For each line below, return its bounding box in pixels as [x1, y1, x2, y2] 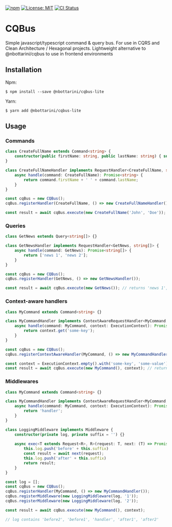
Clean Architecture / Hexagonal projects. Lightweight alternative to [5, 45, 146, 51]
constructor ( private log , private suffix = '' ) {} [14, 432, 125, 437]
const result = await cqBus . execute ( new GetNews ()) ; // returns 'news [5, 285, 159, 291]
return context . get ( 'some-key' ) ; [24, 328, 95, 334]
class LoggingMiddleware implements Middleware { [5, 427, 114, 432]
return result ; [24, 460, 56, 465]
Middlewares [5, 378, 38, 385]
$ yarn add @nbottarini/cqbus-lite [5, 108, 81, 113]
